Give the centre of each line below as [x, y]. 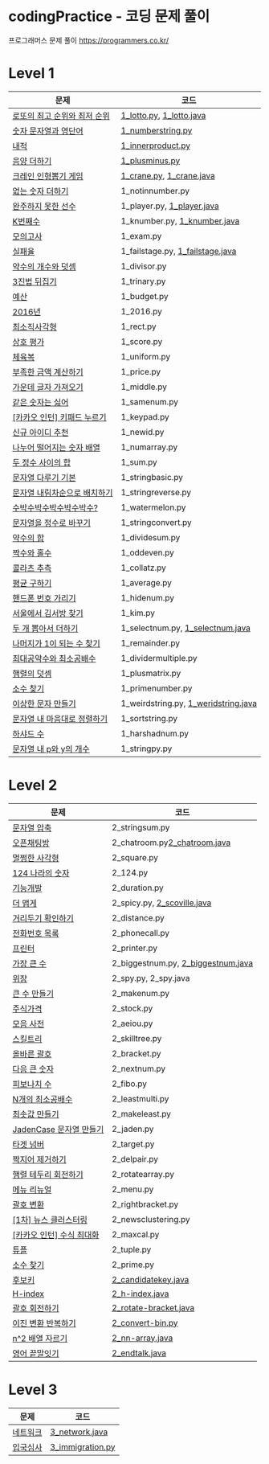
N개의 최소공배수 [43, 1099]
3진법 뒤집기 [35, 281]
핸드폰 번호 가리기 [44, 598]
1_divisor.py [143, 266]
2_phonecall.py [141, 933]
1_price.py [141, 371]
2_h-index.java [141, 1294]
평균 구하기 [32, 583]
